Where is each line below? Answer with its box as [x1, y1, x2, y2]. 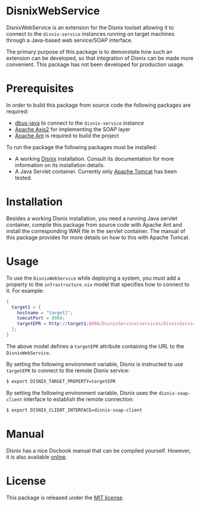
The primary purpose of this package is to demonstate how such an [6, 48, 173, 55]
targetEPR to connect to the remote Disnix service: [6, 367, 130, 374]
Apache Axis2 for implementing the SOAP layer [14, 125, 131, 132]
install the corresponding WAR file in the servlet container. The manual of [6, 227, 186, 234]
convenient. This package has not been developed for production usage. [6, 61, 185, 68]
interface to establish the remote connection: [23, 395, 134, 403]
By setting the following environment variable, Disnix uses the [6, 389, 158, 396]
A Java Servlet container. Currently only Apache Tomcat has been [14, 168, 177, 175]
